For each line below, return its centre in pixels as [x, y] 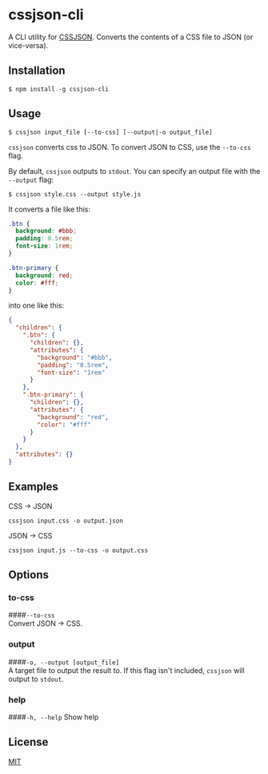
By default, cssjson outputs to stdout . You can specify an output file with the [134, 171]
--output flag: [31, 179]
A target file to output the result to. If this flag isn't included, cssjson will [127, 670]
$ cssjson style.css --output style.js [75, 194]
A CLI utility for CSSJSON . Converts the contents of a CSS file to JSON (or [131, 37]
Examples [33, 487]
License [28, 742]
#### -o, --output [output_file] [64, 662]
